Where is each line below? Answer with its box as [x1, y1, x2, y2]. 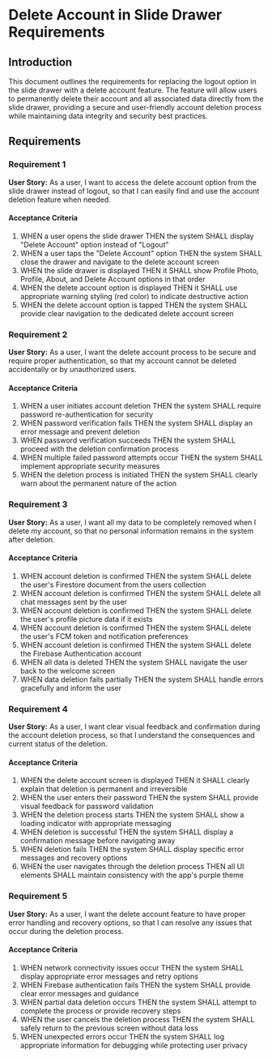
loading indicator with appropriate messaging [19, 819, 172, 829]
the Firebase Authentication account [19, 649, 142, 658]
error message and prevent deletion [19, 427, 140, 437]
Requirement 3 [8, 499, 68, 510]
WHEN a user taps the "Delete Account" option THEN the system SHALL [19, 248, 262, 258]
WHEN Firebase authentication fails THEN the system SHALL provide [19, 979, 251, 990]
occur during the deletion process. [8, 926, 124, 936]
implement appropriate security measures [19, 461, 160, 471]
